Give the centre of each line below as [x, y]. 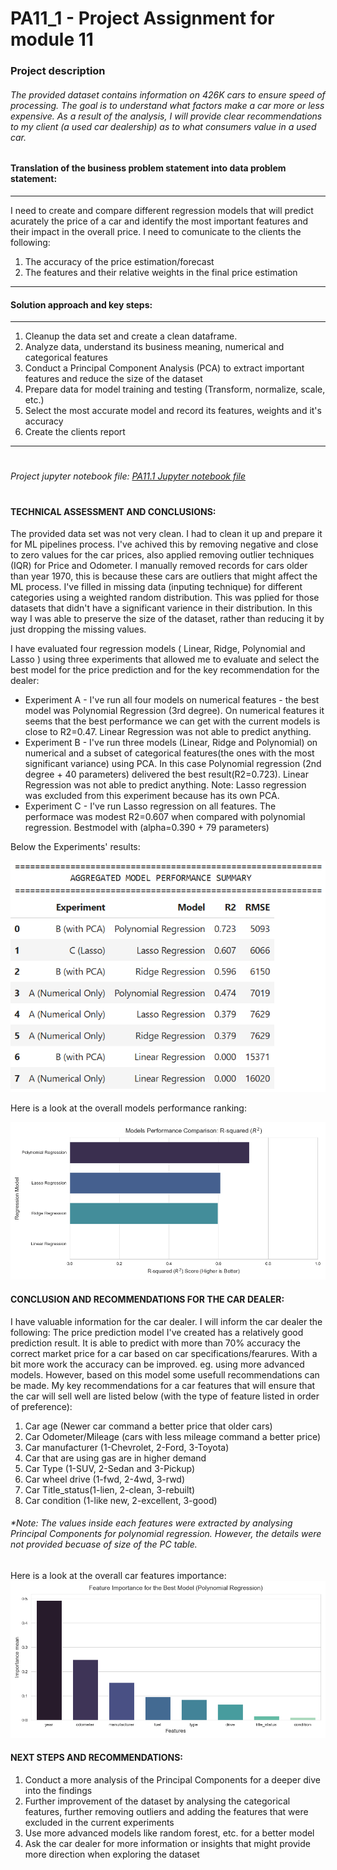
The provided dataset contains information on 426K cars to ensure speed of [168, 94]
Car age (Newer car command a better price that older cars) [148, 1426]
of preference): [41, 1406]
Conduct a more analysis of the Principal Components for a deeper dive [172, 1780]
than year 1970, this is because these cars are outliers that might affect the [164, 576]
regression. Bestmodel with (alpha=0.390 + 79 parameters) [147, 828]
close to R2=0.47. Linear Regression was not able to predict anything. [168, 732]
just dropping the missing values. [78, 629]
